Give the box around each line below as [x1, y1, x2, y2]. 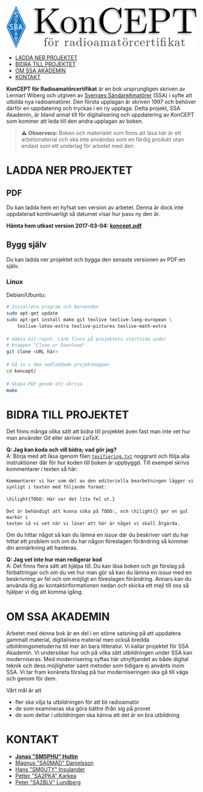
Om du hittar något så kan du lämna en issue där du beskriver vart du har [6, 531, 189, 538]
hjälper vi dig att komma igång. [6, 588, 84, 596]
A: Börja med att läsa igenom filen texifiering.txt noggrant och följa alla [6, 453, 190, 460]
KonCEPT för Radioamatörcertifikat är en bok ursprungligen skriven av [6, 85, 186, 92]
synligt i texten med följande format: [6, 484, 107, 490]
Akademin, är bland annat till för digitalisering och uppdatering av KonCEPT [6, 111, 195, 119]
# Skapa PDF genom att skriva [6, 381, 83, 387]
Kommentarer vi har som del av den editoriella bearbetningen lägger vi [6, 478, 194, 484]
